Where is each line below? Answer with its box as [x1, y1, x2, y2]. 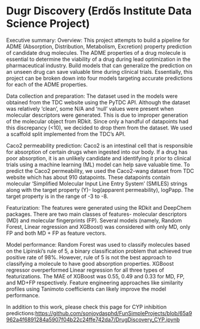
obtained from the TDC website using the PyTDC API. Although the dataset [6, 98, 190, 105]
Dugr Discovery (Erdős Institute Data [6, 4, 192, 18]
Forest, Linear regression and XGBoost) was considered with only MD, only [6, 223, 191, 230]
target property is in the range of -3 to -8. [6, 193, 109, 200]
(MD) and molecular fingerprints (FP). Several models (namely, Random [6, 216, 182, 224]
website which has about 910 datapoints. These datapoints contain [6, 173, 171, 181]
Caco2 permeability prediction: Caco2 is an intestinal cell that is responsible [6, 142, 193, 149]
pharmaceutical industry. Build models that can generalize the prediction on [6, 61, 193, 69]
